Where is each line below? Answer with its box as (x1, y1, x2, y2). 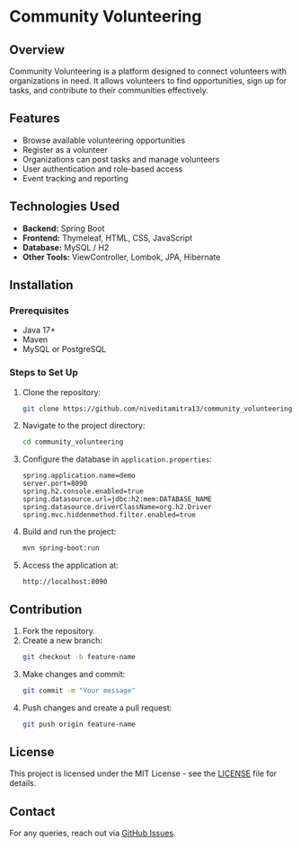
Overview (9, 42, 66, 57)
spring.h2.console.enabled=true (22, 487, 144, 496)
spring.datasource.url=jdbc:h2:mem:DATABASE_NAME (22, 495, 213, 504)
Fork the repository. (22, 626, 96, 637)
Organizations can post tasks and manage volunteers (22, 154, 220, 164)
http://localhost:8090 (22, 578, 108, 587)
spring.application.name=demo (22, 472, 137, 481)
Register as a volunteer (22, 144, 108, 154)
